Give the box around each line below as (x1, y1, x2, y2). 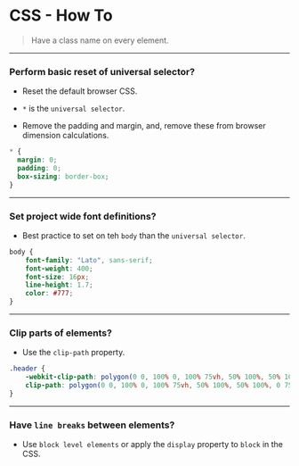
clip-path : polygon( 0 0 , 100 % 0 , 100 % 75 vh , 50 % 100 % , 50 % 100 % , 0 (25, 381, 281, 390)
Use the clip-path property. (21, 347, 125, 358)
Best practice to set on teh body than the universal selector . (21, 229, 246, 241)
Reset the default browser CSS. (21, 86, 138, 96)
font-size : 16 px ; (25, 272, 90, 281)
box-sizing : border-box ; (17, 171, 109, 181)
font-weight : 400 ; (25, 264, 93, 273)
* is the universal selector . (21, 104, 125, 114)
